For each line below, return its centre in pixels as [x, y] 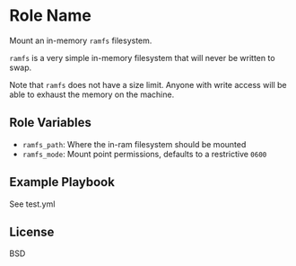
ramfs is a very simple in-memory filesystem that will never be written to [142, 58]
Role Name [50, 16]
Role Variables [50, 123]
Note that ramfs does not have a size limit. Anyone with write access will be [148, 84]
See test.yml [32, 204]
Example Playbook [62, 182]
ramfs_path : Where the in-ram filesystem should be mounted [134, 144]
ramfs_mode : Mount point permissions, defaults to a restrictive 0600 [144, 154]
